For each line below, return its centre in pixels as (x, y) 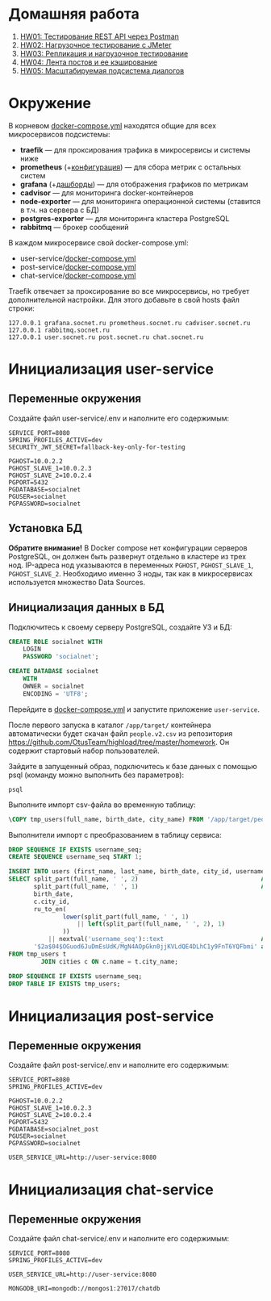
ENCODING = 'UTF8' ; (56, 694)
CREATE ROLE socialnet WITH (56, 642)
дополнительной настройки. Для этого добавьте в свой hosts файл (124, 299)
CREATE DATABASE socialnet (54, 671)
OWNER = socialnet (54, 686)
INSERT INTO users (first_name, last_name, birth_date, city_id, (120, 872)
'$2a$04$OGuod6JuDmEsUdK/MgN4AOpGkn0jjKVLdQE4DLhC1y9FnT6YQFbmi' (146, 947)
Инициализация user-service (111, 369)
